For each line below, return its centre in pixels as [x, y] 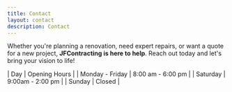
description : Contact [39, 26]
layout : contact [31, 20]
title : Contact [29, 13]
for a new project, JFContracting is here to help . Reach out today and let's [114, 53]
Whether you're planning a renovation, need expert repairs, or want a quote [116, 46]
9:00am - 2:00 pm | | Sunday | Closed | [63, 82]
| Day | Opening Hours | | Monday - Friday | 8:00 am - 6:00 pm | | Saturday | [116, 74]
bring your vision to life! [41, 61]
